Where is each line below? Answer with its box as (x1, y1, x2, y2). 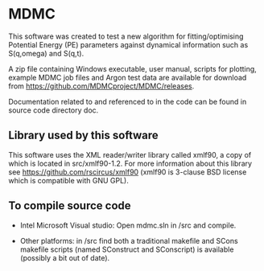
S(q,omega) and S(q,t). (8, 48, 85, 58)
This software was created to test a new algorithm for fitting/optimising (8, 31, 244, 41)
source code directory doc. (8, 105, 99, 115)
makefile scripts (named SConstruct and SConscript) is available (19, 244, 234, 254)
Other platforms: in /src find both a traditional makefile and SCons (19, 236, 239, 245)
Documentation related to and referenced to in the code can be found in (8, 96, 247, 106)
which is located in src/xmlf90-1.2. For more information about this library (8, 158, 252, 168)
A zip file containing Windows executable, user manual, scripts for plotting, (8, 64, 258, 73)
